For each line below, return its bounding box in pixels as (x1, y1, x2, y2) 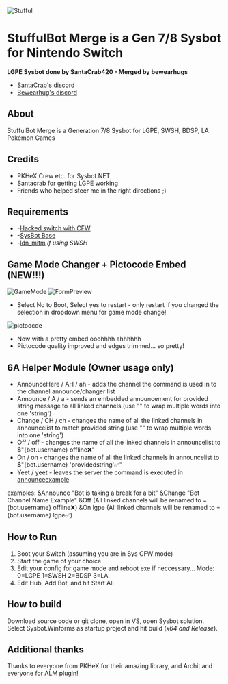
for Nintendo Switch (7, 45, 124, 61)
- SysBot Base (16, 232, 56, 240)
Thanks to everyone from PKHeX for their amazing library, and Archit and (7, 662, 213, 670)
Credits (7, 154, 40, 165)
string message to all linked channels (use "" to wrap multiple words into (16, 402, 221, 410)
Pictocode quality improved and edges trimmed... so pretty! (16, 342, 184, 350)
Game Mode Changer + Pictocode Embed (7, 258, 186, 270)
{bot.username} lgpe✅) (7, 511, 73, 519)
